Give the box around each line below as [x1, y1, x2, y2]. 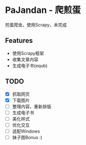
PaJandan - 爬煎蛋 [5, 4, 81, 16]
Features [5, 37, 33, 45]
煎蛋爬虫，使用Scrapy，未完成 [5, 22, 67, 28]
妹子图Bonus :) [12, 135, 43, 140]
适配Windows [12, 128, 40, 134]
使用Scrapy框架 [12, 50, 44, 56]
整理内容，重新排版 [12, 103, 52, 109]
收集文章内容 [12, 56, 38, 62]
